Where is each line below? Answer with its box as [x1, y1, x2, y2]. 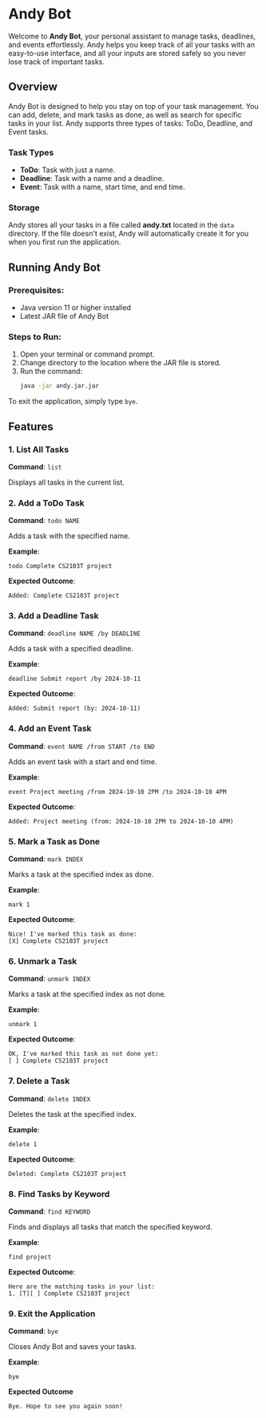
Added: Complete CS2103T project [8, 592, 120, 600]
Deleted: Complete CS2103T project [8, 1170, 127, 1178]
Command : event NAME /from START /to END [8, 741, 155, 751]
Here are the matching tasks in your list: [8, 1283, 156, 1291]
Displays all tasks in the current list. [8, 477, 125, 487]
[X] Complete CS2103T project [8, 937, 109, 945]
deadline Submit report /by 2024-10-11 [8, 675, 141, 683]
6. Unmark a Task [8, 956, 77, 966]
